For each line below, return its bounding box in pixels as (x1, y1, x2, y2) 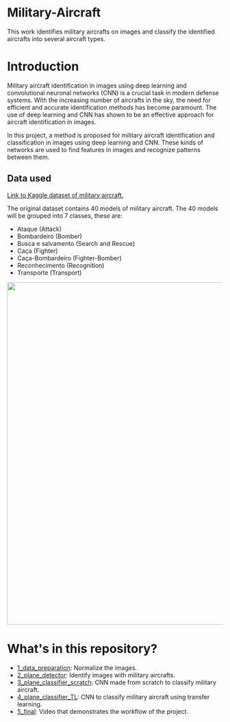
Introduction (7, 59, 79, 75)
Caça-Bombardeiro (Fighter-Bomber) (16, 253, 122, 262)
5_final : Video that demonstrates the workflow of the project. (16, 707, 189, 715)
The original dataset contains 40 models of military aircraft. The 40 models (7, 204, 218, 212)
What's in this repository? (7, 640, 157, 656)
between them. (7, 153, 50, 161)
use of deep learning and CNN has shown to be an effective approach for (7, 110, 214, 119)
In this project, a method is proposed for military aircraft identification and (7, 131, 215, 139)
